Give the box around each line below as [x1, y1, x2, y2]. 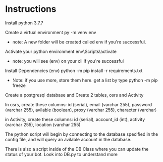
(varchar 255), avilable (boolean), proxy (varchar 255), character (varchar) [5, 107, 157, 113]
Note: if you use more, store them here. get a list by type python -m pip [12, 77, 158, 83]
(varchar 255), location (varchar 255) [5, 121, 81, 127]
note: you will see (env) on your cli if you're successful [12, 58, 124, 64]
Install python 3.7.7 [5, 20, 44, 26]
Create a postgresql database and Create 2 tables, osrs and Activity [5, 92, 144, 98]
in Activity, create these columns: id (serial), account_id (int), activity [5, 116, 145, 122]
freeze [12, 82, 26, 88]
